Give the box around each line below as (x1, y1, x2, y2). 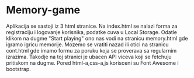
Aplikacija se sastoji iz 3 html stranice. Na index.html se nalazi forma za (6, 23, 178, 29)
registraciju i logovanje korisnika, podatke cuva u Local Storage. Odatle (6, 28, 177, 35)
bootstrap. (6, 65, 31, 72)
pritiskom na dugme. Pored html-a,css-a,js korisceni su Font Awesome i (6, 59, 179, 66)
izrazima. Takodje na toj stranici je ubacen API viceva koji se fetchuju (6, 53, 172, 60)
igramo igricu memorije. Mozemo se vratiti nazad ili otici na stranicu (6, 41, 169, 48)
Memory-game (6, 3, 81, 17)
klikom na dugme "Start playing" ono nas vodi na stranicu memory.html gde (6, 35, 188, 42)
